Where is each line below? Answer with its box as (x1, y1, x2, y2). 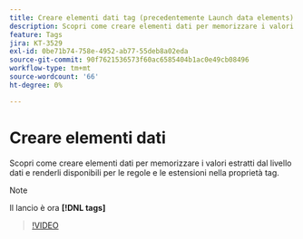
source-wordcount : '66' (9, 72, 100, 81)
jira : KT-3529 (9, 38, 64, 48)
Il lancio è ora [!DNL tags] (9, 202, 106, 213)
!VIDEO (31, 219, 59, 231)
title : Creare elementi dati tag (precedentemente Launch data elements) (9, 13, 295, 23)
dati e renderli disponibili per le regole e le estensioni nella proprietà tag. (9, 167, 279, 177)
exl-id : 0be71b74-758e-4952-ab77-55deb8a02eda (9, 47, 189, 56)
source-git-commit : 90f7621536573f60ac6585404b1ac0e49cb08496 (9, 55, 249, 64)
